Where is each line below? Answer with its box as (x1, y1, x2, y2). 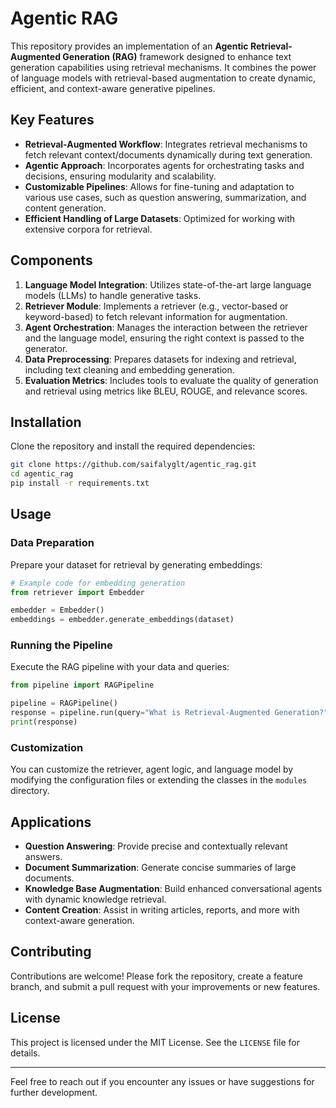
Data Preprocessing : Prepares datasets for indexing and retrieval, (24, 353, 297, 365)
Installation (10, 413, 82, 431)
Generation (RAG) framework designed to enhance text (62, 50, 292, 62)
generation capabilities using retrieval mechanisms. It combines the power (10, 61, 317, 73)
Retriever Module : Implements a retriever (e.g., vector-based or (24, 300, 289, 312)
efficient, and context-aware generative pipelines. (10, 82, 216, 94)
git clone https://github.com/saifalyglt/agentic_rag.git (10, 460, 257, 470)
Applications (10, 813, 92, 831)
